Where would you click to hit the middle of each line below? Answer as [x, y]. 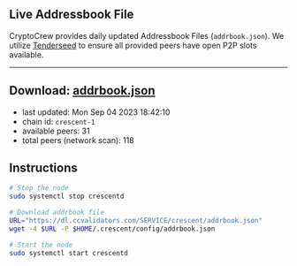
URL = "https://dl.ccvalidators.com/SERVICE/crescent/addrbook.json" [136, 221]
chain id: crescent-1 [58, 121]
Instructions [43, 168]
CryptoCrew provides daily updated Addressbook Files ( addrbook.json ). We [147, 35]
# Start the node [41, 245]
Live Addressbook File [72, 15]
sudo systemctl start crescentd [69, 253]
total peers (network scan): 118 [78, 140]
